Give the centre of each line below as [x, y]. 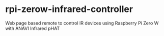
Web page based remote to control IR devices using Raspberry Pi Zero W [82, 23]
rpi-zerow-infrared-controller [69, 9]
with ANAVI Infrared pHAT [33, 28]
